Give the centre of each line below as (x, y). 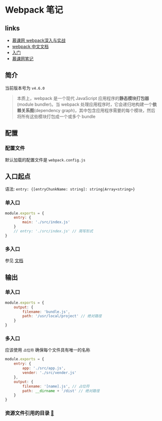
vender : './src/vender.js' (50, 373)
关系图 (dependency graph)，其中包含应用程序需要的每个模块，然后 (88, 110)
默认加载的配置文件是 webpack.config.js (45, 160)
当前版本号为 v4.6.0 (25, 88)
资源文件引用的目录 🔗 (29, 413)
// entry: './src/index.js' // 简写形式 (53, 231)
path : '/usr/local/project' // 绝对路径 (62, 316)
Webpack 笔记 (34, 10)
